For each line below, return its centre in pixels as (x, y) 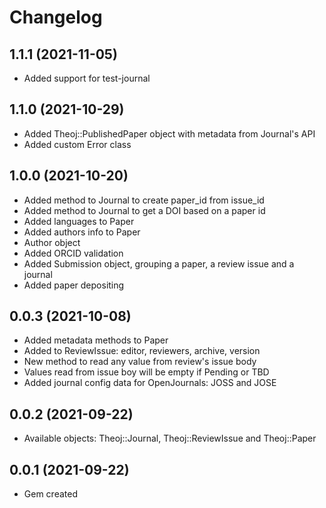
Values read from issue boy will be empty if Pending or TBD (146, 372)
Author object (52, 242)
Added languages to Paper (79, 221)
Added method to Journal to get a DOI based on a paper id (144, 210)
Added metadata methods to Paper (96, 340)
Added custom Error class (77, 144)
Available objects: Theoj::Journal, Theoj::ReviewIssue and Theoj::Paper (170, 438)
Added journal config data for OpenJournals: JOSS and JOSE (150, 383)
